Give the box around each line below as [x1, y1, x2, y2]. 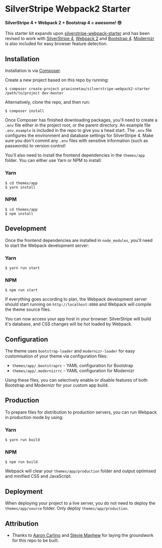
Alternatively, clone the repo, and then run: [5, 99, 90, 105]
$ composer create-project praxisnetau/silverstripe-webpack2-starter [5, 86, 150, 92]
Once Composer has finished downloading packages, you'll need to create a [5, 117, 158, 123]
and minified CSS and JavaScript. [5, 473, 72, 479]
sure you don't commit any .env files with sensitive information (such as [5, 138, 148, 144]
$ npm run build [5, 460, 38, 465]
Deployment [5, 487, 43, 496]
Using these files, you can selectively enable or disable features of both [5, 377, 148, 383]
